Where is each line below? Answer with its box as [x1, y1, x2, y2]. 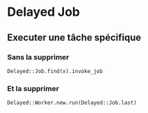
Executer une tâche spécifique [7, 32, 142, 43]
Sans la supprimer [7, 52, 70, 62]
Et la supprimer [7, 83, 60, 93]
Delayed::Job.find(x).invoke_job [7, 68, 103, 74]
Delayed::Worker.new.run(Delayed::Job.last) [7, 99, 137, 107]
